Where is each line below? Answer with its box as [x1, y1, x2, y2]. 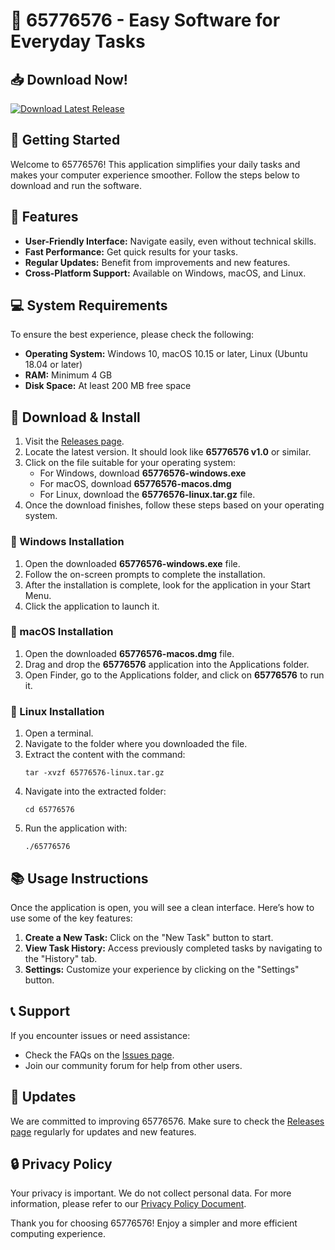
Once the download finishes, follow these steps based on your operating [24, 499, 325, 511]
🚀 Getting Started [10, 132, 121, 149]
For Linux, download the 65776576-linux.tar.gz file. [39, 489, 256, 501]
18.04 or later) [24, 359, 83, 371]
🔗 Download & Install [10, 409, 141, 426]
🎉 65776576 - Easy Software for [10, 9, 281, 32]
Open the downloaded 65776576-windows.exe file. [24, 557, 241, 569]
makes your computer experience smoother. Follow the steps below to [10, 169, 300, 181]
